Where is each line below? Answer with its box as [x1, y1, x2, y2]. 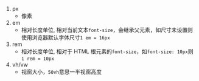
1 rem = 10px [21, 56, 55, 62]
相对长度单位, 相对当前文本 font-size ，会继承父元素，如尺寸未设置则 [21, 27, 194, 33]
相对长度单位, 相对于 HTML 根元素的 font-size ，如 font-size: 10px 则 [21, 48, 194, 55]
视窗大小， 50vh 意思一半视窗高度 [21, 68, 102, 75]
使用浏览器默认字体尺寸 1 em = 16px [21, 34, 111, 41]
